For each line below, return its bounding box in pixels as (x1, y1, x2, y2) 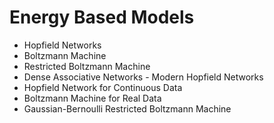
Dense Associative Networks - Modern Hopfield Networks (23, 71, 264, 83)
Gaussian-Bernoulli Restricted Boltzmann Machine (23, 102, 232, 115)
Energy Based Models (9, 6, 195, 29)
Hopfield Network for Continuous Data (23, 81, 183, 93)
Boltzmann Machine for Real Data (23, 92, 162, 104)
